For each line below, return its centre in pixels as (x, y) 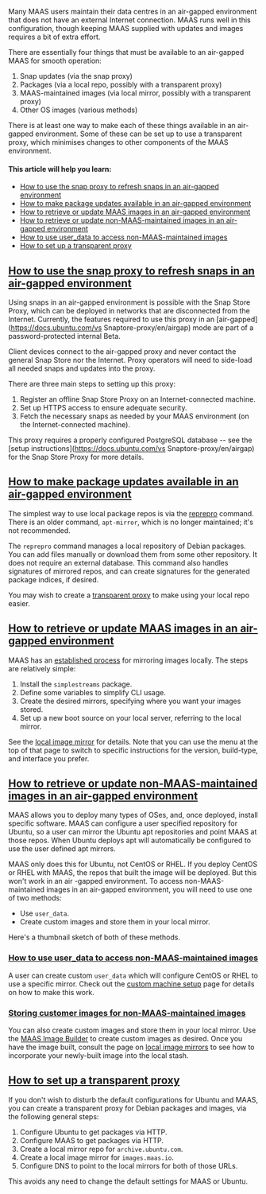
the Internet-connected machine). (75, 425)
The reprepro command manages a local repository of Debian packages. (127, 546)
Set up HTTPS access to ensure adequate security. (103, 408)
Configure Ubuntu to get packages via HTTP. (93, 1132)
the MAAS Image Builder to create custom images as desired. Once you (125, 1039)
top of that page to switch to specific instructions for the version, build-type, (133, 750)
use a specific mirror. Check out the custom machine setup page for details (131, 984)
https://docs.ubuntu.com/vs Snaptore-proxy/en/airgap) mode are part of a (132, 328)
